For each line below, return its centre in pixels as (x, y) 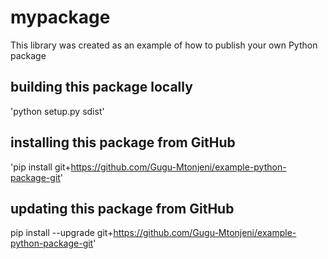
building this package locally (101, 87)
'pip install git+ (41, 167)
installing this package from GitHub (123, 142)
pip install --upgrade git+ (62, 233)
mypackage (60, 17)
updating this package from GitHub (122, 208)
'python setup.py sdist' (57, 111)
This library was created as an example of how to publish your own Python (164, 45)
